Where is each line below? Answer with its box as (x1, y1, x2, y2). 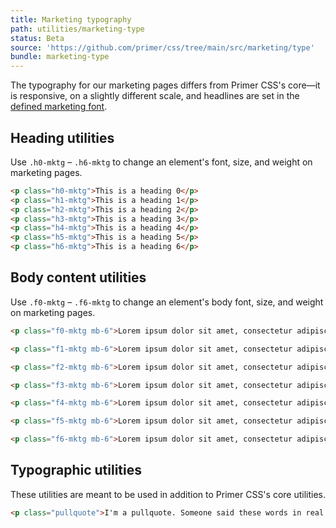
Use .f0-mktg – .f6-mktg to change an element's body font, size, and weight (10, 296, 324, 308)
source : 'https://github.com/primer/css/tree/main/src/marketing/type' (10, 42, 315, 53)
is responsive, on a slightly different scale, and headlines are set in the (10, 90, 300, 102)
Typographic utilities (10, 462, 143, 479)
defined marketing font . (10, 101, 108, 113)
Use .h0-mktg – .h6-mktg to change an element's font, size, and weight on (10, 156, 313, 168)
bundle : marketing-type (10, 52, 110, 62)
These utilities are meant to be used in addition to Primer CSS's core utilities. (10, 488, 327, 500)
